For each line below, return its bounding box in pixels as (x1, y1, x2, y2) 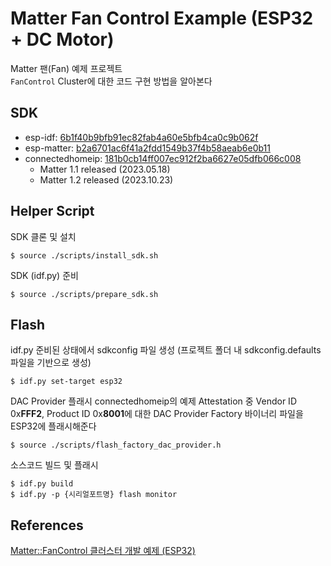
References (10, 517, 84, 534)
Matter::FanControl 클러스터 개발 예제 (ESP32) (10, 545, 196, 557)
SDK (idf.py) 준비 (10, 269, 79, 281)
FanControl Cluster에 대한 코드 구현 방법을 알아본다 (10, 75, 213, 87)
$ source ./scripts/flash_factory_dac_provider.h (10, 440, 222, 451)
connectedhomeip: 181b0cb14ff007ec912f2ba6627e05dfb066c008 (24, 152, 302, 164)
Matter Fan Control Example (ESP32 (10, 7, 314, 30)
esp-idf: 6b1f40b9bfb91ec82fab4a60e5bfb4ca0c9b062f (24, 131, 259, 143)
